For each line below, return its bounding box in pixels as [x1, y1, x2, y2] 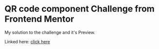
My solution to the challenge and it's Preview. [4, 29, 95, 35]
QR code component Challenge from [4, 3, 155, 14]
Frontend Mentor [4, 13, 74, 24]
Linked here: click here [4, 38, 51, 44]
